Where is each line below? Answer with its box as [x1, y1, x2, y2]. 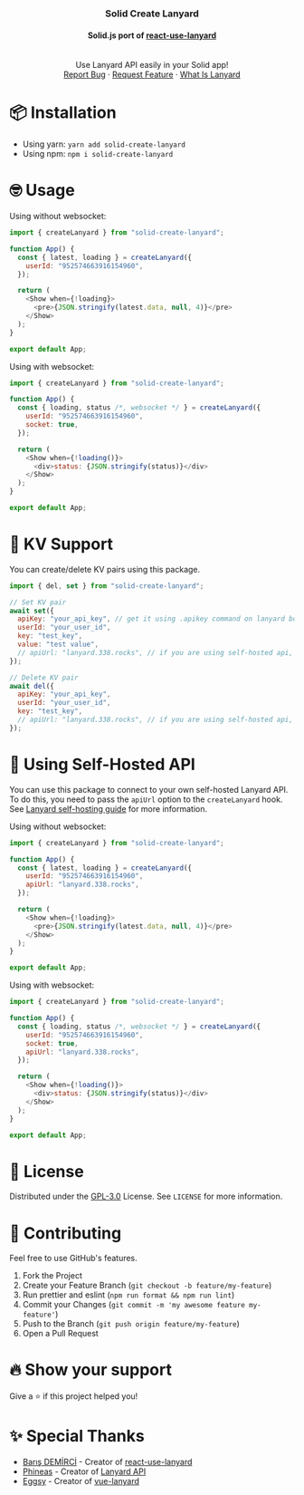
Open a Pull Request [22, 1328, 100, 1339]
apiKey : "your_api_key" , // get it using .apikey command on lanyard [17, 614, 285, 623]
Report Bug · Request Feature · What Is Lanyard [62, 69, 242, 80]
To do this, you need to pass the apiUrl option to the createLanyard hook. [9, 794, 283, 805]
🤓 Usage [9, 180, 75, 201]
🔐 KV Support [9, 534, 114, 555]
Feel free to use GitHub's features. [9, 1253, 138, 1264]
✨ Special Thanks [9, 1426, 145, 1447]
